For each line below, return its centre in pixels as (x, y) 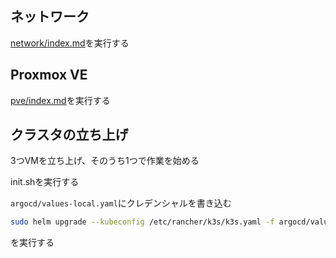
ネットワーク (50, 17)
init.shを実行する (45, 182)
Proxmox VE (49, 75)
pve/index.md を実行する (60, 100)
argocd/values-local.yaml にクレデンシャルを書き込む (121, 203)
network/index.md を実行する (70, 43)
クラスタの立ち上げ (69, 135)
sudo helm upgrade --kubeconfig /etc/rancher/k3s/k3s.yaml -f (142, 222)
